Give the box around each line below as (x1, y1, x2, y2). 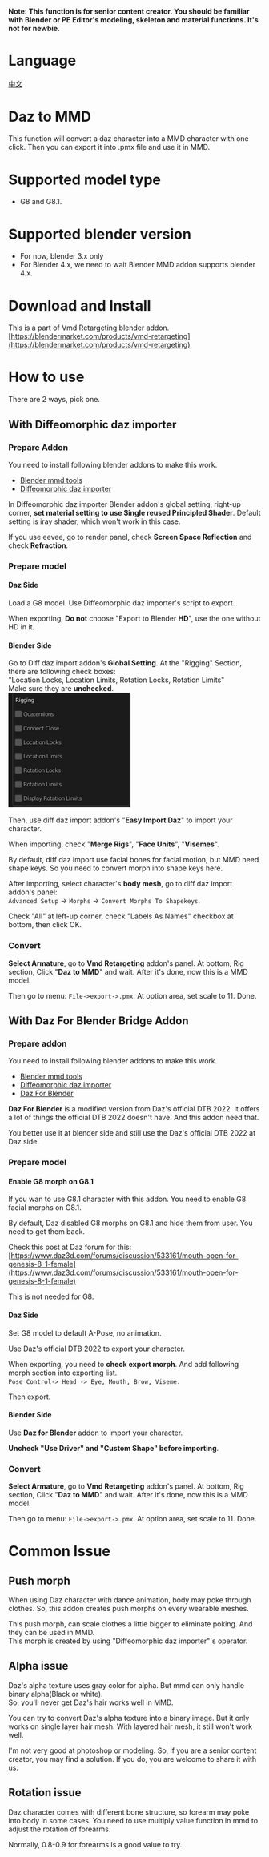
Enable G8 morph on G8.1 (8, 1176, 94, 1186)
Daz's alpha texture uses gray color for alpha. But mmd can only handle (8, 1680, 245, 1690)
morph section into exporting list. (8, 1368, 118, 1377)
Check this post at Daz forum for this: (8, 1242, 132, 1252)
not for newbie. (8, 23, 61, 33)
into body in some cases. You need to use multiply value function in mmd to (8, 1815, 259, 1825)
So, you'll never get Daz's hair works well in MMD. (8, 1698, 174, 1707)
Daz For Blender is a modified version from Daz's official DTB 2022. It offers (8, 1104, 260, 1114)
